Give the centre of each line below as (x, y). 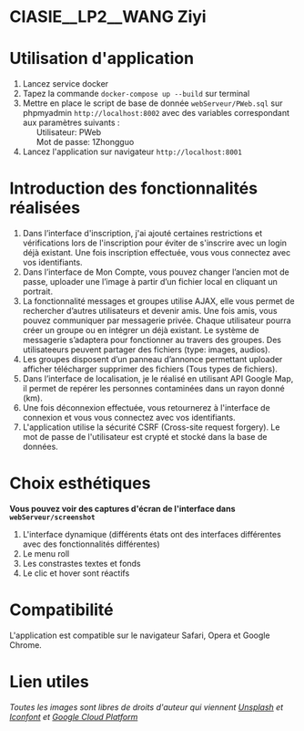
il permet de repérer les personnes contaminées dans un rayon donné (153, 389)
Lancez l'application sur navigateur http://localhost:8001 (132, 151)
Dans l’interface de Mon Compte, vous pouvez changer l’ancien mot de (156, 272)
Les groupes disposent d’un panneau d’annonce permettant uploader (152, 360)
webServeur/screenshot (52, 517)
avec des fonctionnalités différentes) (91, 544)
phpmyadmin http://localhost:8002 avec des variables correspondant (156, 113)
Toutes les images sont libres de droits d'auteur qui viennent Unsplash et (147, 707)
